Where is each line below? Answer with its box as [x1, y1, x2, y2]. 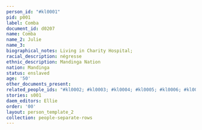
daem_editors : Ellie [6, 98, 58, 104]
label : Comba [6, 20, 39, 26]
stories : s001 [6, 92, 42, 98]
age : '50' [6, 75, 31, 81]
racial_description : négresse [6, 53, 82, 59]
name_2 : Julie [6, 37, 42, 43]
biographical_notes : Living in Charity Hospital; [6, 48, 133, 54]
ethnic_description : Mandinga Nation [6, 59, 101, 65]
